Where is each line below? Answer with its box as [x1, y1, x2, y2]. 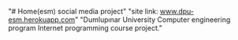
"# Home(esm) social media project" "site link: [8, 7, 159, 16]
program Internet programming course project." [8, 24, 163, 32]
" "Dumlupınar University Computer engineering [74, 15, 231, 24]
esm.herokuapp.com [8, 15, 76, 24]
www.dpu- [160, 7, 195, 16]
